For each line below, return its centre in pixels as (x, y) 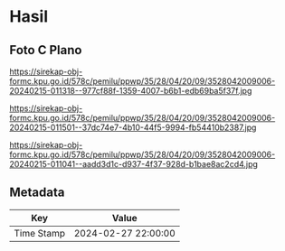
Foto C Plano (46, 50)
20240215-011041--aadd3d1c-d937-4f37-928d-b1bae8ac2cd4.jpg (133, 164)
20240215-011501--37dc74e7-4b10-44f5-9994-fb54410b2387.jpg (133, 127)
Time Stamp (40, 233)
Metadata (37, 193)
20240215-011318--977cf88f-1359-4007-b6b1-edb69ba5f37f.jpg (131, 91)
